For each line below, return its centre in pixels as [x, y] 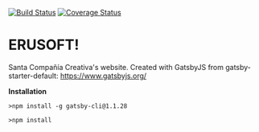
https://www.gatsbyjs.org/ [103, 76]
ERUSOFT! [44, 45]
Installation [27, 91]
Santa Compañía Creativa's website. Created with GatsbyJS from [116, 67]
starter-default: [33, 76]
